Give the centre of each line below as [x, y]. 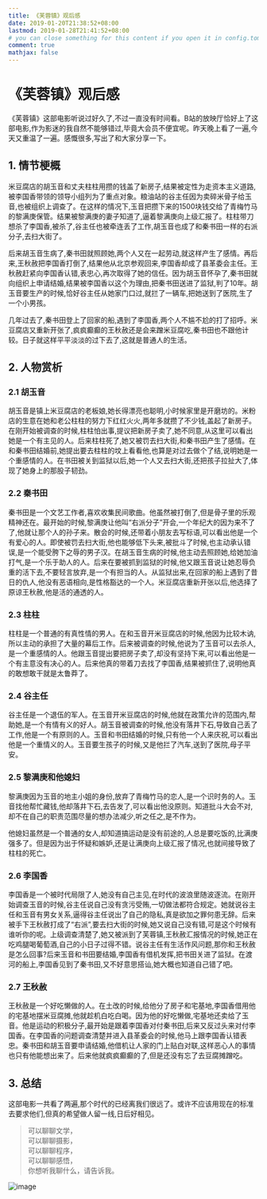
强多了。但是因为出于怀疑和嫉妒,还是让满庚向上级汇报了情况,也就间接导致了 [132, 843]
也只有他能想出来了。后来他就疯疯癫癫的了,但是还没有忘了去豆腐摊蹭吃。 [128, 1056]
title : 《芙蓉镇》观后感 [44, 16]
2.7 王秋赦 [28, 987]
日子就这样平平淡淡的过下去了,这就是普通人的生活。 [107, 340]
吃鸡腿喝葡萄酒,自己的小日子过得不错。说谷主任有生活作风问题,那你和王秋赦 [132, 944]
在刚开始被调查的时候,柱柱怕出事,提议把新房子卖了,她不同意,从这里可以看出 [131, 430]
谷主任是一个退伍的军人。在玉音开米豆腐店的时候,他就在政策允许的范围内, [129, 715]
